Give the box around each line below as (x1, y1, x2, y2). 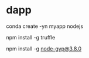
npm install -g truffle (6, 34, 56, 41)
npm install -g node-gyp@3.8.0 (6, 45, 82, 52)
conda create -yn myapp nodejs (6, 23, 84, 30)
